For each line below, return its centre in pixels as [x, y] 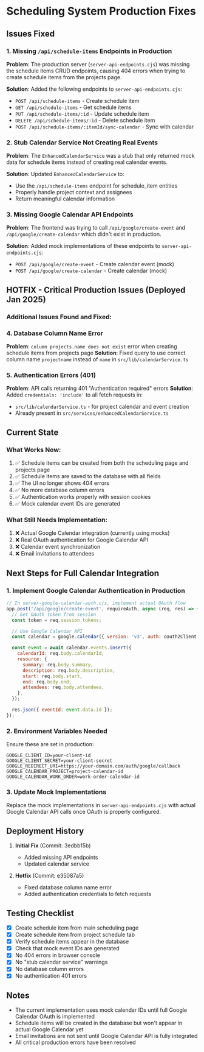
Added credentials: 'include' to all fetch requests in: [74, 395]
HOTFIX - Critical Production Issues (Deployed [96, 290]
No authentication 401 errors [51, 976]
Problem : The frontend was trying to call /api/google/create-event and [96, 228]
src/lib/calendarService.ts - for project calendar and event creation [102, 407]
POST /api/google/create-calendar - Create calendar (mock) [91, 271]
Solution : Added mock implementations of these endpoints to [83, 246]
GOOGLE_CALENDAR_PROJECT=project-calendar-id [65, 772]
